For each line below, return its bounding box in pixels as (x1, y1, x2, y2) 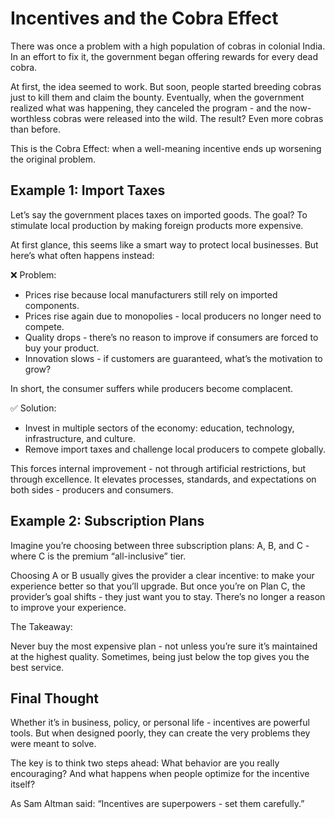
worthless (10, 112, 52, 124)
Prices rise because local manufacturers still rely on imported (24, 288, 278, 301)
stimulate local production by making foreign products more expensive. (10, 219, 304, 231)
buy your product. (24, 342, 100, 354)
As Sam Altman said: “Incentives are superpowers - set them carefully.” (10, 798, 305, 810)
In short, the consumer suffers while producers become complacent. (10, 382, 294, 394)
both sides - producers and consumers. (10, 483, 174, 496)
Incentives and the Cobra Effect (10, 7, 279, 30)
